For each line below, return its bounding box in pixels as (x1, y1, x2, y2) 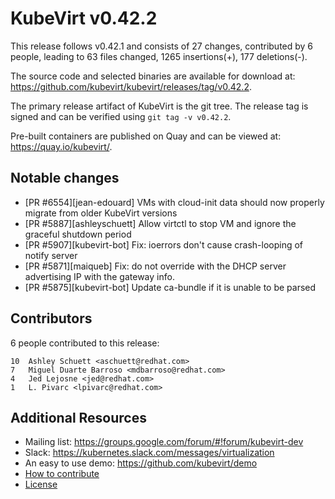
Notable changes (10, 170, 120, 187)
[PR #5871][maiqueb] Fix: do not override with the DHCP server (24, 260, 287, 272)
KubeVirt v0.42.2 (10, 7, 158, 30)
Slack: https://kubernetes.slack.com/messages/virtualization (24, 447, 275, 459)
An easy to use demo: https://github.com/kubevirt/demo (24, 457, 258, 469)
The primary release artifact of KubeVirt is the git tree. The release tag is (10, 100, 309, 112)
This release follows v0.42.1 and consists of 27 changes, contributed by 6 (10, 40, 314, 52)
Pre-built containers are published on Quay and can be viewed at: (10, 130, 282, 142)
